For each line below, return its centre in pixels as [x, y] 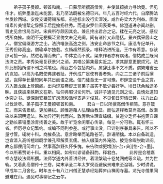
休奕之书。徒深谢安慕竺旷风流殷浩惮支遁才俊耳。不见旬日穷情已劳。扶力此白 [81, 98]
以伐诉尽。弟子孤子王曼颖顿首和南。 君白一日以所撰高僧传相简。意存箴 [80, 104]
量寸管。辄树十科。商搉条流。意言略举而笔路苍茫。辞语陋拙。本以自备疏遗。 [81, 134]
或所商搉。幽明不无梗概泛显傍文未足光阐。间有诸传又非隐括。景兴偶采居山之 [81, 37]
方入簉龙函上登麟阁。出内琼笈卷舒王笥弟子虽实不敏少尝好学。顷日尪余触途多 [81, 86]
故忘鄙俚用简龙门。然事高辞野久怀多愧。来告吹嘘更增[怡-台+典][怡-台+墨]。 [81, 146]
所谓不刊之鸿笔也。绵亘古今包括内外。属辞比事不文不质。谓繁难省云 [90, 68]
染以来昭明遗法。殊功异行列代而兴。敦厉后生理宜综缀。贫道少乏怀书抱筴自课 [81, 116]
